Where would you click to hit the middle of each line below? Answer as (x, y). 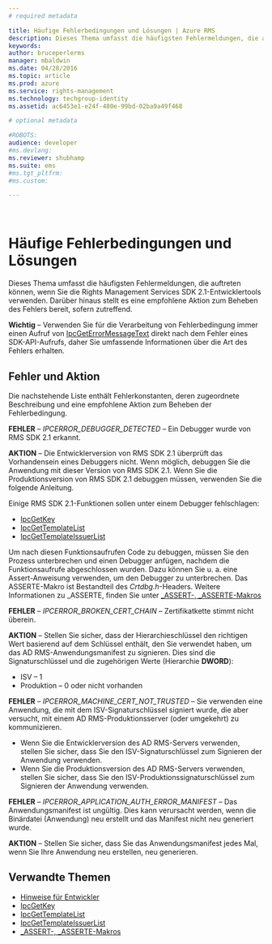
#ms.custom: (28, 181)
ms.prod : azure (34, 83)
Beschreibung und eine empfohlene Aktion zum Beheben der (110, 404)
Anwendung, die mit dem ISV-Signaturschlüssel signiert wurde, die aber (128, 710)
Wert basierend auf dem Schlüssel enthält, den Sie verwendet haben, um (130, 644)
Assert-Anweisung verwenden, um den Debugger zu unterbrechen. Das (128, 578)
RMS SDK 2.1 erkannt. (45, 438)
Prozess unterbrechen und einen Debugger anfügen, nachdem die (119, 560)
